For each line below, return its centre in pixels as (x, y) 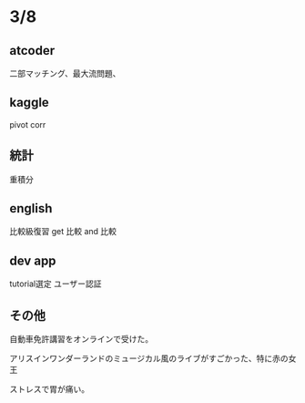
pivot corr (28, 124)
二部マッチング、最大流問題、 (65, 73)
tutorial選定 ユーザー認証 (56, 284)
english (31, 208)
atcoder (32, 51)
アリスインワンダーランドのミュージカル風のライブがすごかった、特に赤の (149, 358)
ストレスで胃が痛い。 (49, 389)
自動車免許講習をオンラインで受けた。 (81, 339)
